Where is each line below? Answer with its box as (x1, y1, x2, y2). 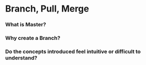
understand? (5, 54, 38, 61)
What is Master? (5, 21, 46, 28)
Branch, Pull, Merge (5, 3, 89, 15)
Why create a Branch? (5, 35, 60, 42)
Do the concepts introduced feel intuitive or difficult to (5, 48, 141, 55)
